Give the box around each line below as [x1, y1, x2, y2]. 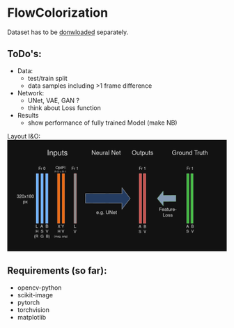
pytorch [17, 298, 40, 306]
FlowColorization [7, 5, 109, 21]
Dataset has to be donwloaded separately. [7, 28, 129, 36]
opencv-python [17, 283, 62, 292]
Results [17, 111, 39, 119]
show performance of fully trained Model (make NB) [27, 118, 178, 127]
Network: [17, 88, 45, 97]
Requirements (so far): [7, 265, 107, 276]
